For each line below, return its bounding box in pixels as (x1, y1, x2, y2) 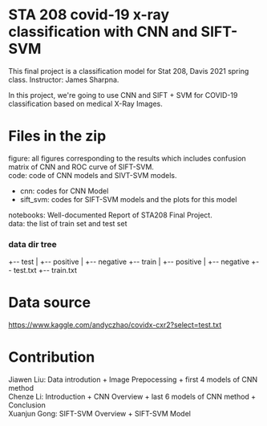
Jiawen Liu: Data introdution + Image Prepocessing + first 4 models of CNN (8, 375, 258, 384)
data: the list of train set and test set (8, 218, 127, 228)
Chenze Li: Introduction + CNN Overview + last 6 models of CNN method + (8, 392, 257, 402)
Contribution (8, 348, 95, 367)
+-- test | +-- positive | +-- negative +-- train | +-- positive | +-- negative (8, 257, 250, 266)
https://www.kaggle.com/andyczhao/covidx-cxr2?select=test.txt (8, 320, 222, 330)
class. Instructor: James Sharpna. (8, 75, 119, 84)
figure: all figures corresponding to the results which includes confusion (8, 153, 246, 163)
